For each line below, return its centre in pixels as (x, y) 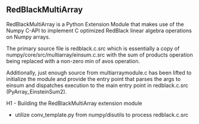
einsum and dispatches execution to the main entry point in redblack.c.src (97, 85)
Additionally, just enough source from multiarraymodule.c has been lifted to (99, 72)
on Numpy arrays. (28, 37)
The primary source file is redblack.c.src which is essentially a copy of (93, 48)
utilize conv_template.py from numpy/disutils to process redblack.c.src (102, 114)
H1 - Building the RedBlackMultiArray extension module (74, 103)
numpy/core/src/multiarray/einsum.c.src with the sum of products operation (99, 55)
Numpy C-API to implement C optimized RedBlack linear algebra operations (99, 30)
